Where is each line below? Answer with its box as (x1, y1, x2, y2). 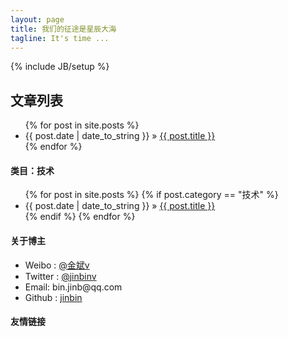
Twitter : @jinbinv (24, 270, 97, 282)
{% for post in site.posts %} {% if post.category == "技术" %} (24, 189, 279, 201)
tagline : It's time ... (10, 33, 110, 43)
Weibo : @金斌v (24, 259, 90, 271)
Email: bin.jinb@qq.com (24, 281, 123, 293)
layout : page (10, 14, 65, 25)
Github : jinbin (24, 291, 83, 303)
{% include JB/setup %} (10, 61, 110, 73)
